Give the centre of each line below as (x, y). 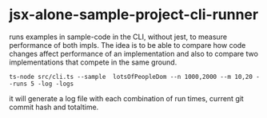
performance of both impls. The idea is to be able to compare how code (128, 45)
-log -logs (56, 84)
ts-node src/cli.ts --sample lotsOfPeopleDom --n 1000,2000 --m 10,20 (131, 77)
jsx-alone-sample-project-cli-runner (134, 15)
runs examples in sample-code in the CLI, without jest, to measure (118, 37)
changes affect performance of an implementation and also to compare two (134, 53)
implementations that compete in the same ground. (93, 62)
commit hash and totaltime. (54, 107)
